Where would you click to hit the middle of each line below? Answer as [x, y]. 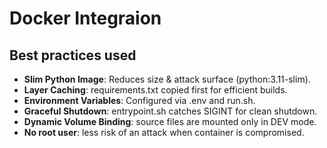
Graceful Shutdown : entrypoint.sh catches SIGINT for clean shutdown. [170, 111]
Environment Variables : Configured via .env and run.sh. [139, 100]
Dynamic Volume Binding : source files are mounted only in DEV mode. [170, 121]
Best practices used [73, 55]
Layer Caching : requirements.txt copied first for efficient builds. [155, 90]
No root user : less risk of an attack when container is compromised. [164, 132]
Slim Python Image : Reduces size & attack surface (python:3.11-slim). [167, 79]
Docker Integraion [85, 18]
